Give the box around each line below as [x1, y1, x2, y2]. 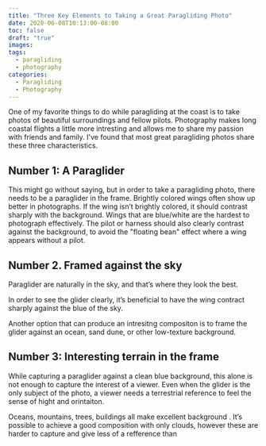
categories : [8, 71, 48, 79]
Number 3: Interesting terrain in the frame [8, 350, 220, 363]
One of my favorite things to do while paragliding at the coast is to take [8, 107, 241, 117]
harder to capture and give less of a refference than [8, 429, 177, 438]
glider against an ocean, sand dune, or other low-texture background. [8, 327, 237, 336]
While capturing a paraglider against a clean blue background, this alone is [8, 371, 253, 381]
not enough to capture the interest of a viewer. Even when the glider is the [8, 379, 251, 389]
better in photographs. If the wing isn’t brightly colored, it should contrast [8, 202, 248, 211]
